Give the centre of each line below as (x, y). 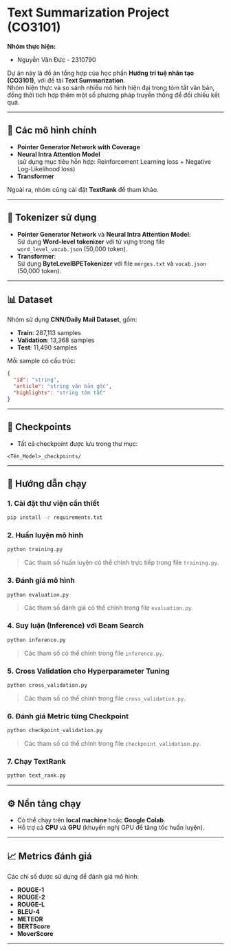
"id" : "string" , (36, 380)
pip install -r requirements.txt (55, 517)
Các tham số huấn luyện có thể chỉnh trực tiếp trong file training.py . (121, 563)
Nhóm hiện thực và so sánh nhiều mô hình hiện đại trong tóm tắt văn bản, (111, 87)
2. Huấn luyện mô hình (45, 535)
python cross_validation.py (47, 685)
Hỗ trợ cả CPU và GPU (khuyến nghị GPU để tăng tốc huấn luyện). (111, 827)
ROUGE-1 (31, 890)
